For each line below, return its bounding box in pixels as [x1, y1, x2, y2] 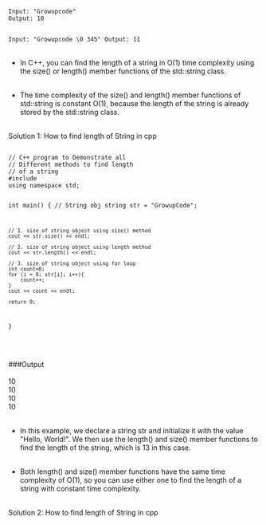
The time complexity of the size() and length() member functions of [19, 90, 241, 100]
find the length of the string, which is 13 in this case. [19, 443, 191, 452]
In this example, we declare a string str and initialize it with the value [19, 426, 244, 436]
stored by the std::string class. [19, 108, 119, 116]
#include [8, 175, 37, 183]
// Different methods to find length [8, 160, 134, 168]
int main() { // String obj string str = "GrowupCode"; [8, 201, 198, 209]
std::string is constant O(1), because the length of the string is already [19, 99, 249, 108]
